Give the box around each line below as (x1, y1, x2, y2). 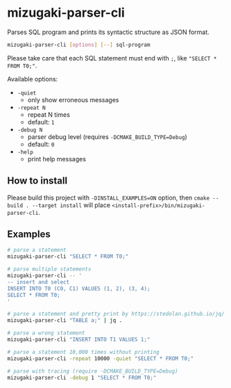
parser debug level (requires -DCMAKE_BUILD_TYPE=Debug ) (27, 132, 187, 140)
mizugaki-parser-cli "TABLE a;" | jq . (7, 317, 123, 324)
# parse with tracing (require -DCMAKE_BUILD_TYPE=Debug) (7, 367, 178, 375)
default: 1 (27, 118, 55, 126)
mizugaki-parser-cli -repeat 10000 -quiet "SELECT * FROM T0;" (7, 355, 194, 362)
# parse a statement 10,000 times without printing (7, 348, 160, 355)
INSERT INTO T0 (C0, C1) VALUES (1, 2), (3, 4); (7, 285, 151, 292)
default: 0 (27, 140, 55, 148)
